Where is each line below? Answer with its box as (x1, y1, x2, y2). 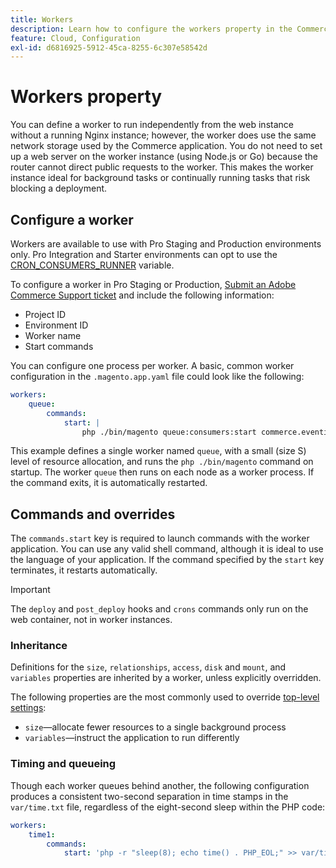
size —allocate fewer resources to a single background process (24, 721, 287, 733)
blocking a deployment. (10, 182, 108, 195)
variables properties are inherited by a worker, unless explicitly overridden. (10, 672, 322, 684)
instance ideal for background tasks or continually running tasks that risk (10, 172, 311, 184)
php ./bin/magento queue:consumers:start (81, 427, 257, 437)
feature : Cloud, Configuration (10, 33, 141, 43)
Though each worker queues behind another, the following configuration (10, 779, 310, 791)
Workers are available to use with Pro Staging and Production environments (10, 238, 322, 250)
